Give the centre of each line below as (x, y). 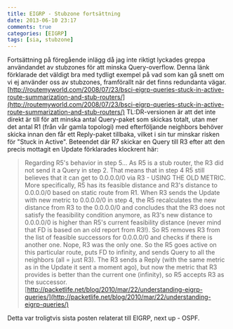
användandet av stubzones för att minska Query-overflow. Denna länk (108, 67)
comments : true (29, 27)
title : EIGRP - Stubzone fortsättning (64, 14)
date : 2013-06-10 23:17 (42, 20)
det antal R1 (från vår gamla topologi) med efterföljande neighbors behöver (115, 127)
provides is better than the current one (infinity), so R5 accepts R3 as (124, 275)
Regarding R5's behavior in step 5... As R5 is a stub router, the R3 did (124, 163)
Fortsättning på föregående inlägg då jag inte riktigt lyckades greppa (106, 60)
